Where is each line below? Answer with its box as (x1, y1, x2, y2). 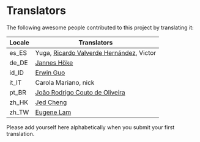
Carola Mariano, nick (35, 78, 95, 87)
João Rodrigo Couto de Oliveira (35, 88, 125, 96)
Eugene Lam (35, 108, 72, 116)
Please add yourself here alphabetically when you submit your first (6, 123, 175, 131)
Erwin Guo (35, 68, 65, 77)
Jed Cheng (35, 98, 67, 107)
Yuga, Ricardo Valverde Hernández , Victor (35, 48, 157, 57)
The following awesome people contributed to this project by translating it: (6, 24, 194, 31)
